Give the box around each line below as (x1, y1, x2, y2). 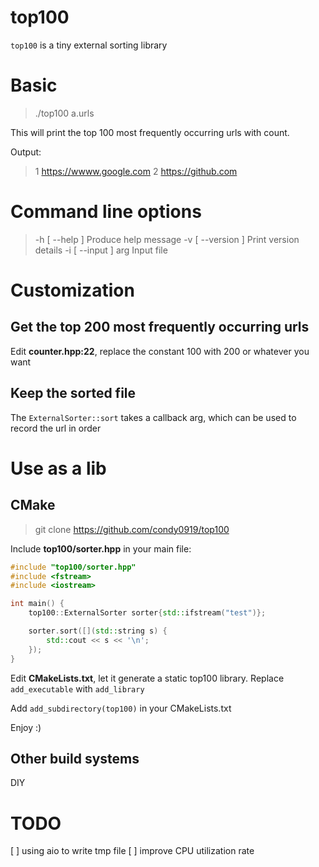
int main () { (10, 599, 65, 609)
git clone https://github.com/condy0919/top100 (34, 523, 230, 535)
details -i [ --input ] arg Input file (34, 244, 168, 256)
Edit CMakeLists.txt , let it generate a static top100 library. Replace (10, 672, 285, 684)
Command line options (10, 201, 202, 223)
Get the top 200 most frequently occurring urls (10, 319, 310, 336)
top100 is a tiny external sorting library (10, 39, 168, 51)
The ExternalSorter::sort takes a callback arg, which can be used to (10, 411, 297, 423)
